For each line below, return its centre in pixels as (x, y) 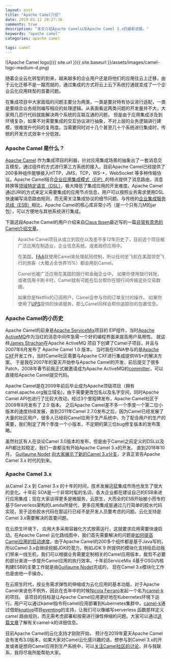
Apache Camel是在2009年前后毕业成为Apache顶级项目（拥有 (70, 386)
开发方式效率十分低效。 (39, 134)
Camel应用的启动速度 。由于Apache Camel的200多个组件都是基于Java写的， (85, 541)
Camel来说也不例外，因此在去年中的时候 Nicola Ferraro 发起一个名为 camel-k (84, 591)
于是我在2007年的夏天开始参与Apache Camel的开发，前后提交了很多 (87, 362)
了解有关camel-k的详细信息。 (49, 622)
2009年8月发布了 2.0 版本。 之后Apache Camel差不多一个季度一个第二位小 (84, 405)
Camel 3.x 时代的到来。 (30, 460)
